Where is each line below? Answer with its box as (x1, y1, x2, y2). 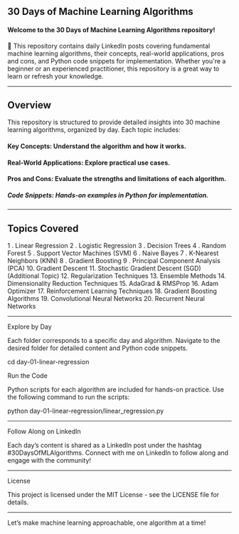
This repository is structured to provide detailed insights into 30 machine (7, 118, 221, 127)
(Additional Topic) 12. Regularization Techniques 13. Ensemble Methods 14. (7, 271, 226, 280)
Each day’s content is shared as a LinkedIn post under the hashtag (7, 441, 202, 449)
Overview (7, 99, 52, 111)
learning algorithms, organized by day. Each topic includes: (7, 125, 181, 134)
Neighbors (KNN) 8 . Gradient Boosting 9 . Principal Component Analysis (7, 256, 221, 265)
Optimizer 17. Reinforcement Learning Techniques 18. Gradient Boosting (7, 287, 217, 295)
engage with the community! (7, 456, 91, 464)
